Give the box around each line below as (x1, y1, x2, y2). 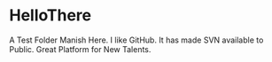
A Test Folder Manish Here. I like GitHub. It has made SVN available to (9, 35, 264, 45)
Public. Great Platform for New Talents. (9, 43, 152, 54)
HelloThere (9, 5, 91, 26)
